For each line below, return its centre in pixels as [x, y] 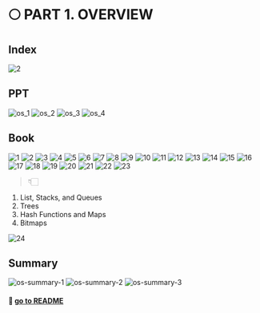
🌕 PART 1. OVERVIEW [81, 15]
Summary [33, 263]
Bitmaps [34, 223]
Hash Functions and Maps [63, 214]
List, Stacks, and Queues [61, 197]
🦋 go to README [36, 301]
